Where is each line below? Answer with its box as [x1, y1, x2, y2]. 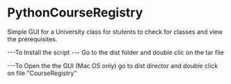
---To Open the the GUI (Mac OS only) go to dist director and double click [7, 61, 218, 70]
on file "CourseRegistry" [7, 69, 77, 77]
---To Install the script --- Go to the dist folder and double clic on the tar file [7, 48, 224, 56]
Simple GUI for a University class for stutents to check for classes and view [7, 28, 223, 36]
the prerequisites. [7, 34, 58, 43]
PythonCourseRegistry [7, 5, 143, 21]
